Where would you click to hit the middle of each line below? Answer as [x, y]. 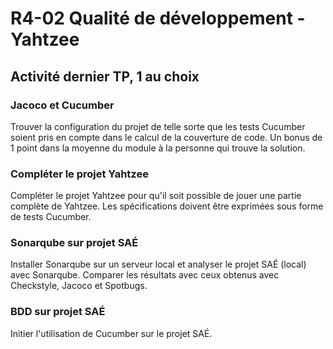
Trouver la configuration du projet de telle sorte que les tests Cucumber [158, 126]
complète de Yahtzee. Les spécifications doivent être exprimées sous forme [167, 206]
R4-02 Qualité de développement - [158, 18]
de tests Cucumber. [51, 217]
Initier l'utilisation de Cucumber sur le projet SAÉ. [111, 333]
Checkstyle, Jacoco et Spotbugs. [79, 286]
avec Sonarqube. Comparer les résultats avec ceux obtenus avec [145, 275]
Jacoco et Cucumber [62, 105]
